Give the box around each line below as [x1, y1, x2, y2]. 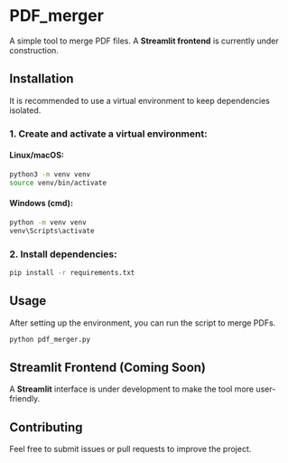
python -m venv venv [9, 218, 88, 227]
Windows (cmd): [9, 198, 74, 209]
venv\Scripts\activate [9, 226, 95, 235]
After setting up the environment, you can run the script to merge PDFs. [9, 317, 276, 328]
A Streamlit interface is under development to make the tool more [9, 383, 255, 394]
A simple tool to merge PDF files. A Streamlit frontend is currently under [9, 35, 279, 46]
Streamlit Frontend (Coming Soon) [9, 359, 206, 375]
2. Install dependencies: [9, 248, 117, 260]
